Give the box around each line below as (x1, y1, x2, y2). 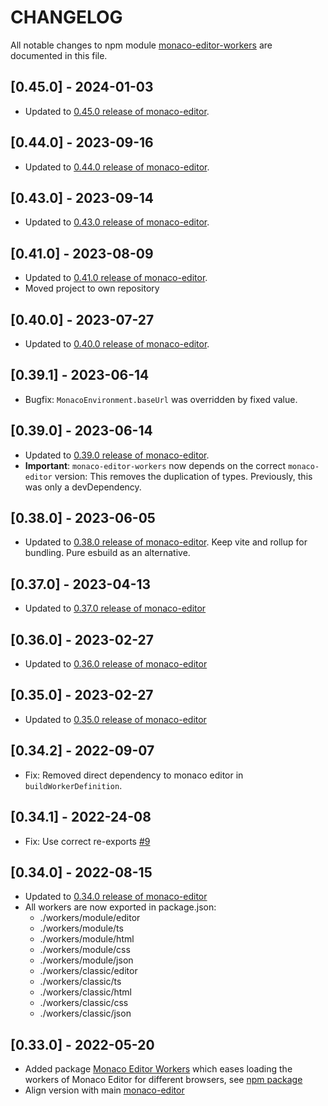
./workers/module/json (39, 954, 134, 966)
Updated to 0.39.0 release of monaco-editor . (24, 449, 210, 461)
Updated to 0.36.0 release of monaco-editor (24, 658, 208, 670)
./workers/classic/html (39, 986, 132, 998)
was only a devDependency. (24, 481, 142, 493)
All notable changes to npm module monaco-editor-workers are (10, 39, 273, 51)
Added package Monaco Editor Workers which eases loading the (24, 1063, 293, 1075)
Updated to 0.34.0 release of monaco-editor (24, 891, 208, 903)
